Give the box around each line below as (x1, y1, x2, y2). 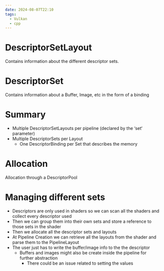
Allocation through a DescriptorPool (5, 175, 78, 180)
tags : (5, 12, 16, 17)
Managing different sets (5, 192, 106, 203)
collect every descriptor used (12, 213, 72, 219)
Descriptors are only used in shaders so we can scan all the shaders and (12, 208, 160, 214)
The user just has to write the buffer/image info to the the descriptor (12, 244, 150, 250)
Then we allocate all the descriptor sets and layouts (12, 229, 117, 235)
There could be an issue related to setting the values (27, 260, 134, 266)
